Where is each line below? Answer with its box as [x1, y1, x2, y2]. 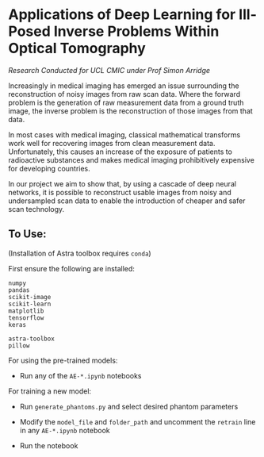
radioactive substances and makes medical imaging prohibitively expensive [8, 155, 255, 164]
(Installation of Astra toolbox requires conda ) [8, 248, 152, 258]
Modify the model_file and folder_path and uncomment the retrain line [19, 417, 256, 426]
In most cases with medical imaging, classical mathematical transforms [8, 129, 241, 140]
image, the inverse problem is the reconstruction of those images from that [8, 106, 254, 116]
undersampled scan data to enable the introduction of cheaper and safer [8, 196, 246, 205]
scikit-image [8, 293, 52, 301]
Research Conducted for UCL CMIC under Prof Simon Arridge [8, 65, 211, 75]
